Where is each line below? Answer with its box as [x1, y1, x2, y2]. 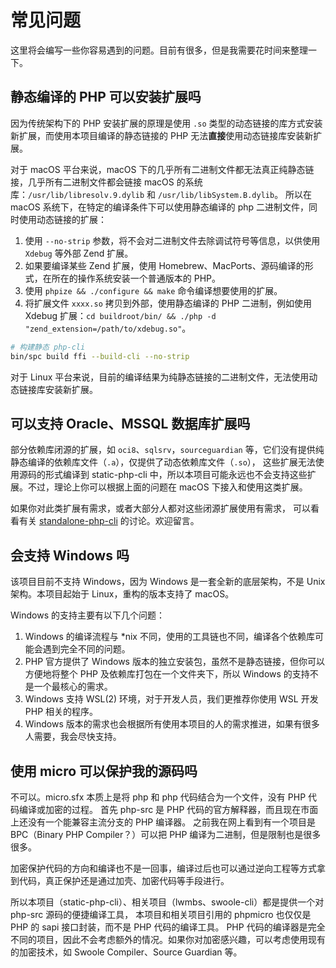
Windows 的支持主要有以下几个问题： [10, 609, 165, 621]
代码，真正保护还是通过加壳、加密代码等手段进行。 [18, 874, 230, 886]
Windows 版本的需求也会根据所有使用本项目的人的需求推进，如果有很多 [24, 718, 320, 730]
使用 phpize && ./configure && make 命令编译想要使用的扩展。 [24, 284, 283, 296]
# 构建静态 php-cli [10, 342, 86, 352]
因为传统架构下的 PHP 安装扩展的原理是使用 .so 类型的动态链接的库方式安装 [10, 117, 323, 129]
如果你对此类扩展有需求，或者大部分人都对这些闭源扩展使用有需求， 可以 [10, 502, 311, 515]
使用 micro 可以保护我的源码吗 [10, 762, 198, 780]
